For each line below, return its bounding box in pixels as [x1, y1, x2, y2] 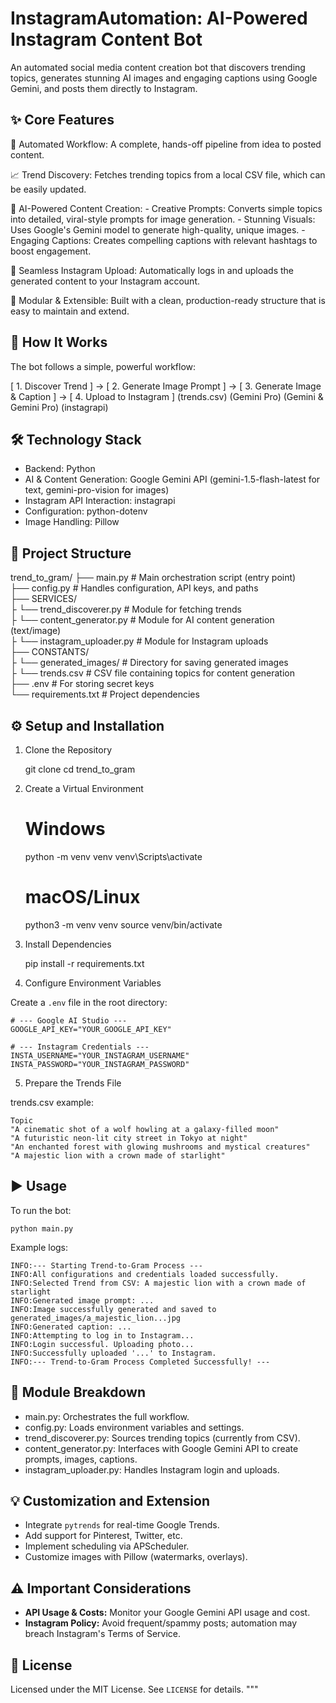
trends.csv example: [10, 1096, 95, 1108]
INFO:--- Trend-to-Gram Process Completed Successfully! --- [10, 1357, 271, 1367]
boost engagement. [10, 245, 92, 257]
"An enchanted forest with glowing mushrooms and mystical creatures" [10, 1142, 311, 1152]
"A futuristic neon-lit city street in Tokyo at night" [10, 1133, 248, 1143]
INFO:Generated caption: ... [10, 1322, 132, 1332]
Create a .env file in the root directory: [10, 996, 168, 1008]
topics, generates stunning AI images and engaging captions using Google [10, 72, 318, 84]
